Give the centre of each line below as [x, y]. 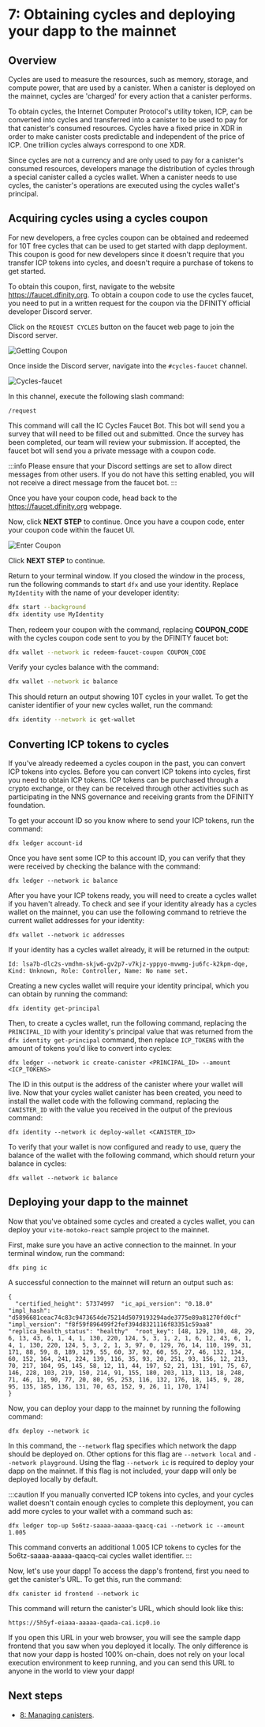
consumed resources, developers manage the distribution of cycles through [131, 168]
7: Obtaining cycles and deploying [122, 15]
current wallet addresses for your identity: [76, 920]
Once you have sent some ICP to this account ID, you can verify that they [127, 858]
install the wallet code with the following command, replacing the [114, 1101]
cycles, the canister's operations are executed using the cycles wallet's [124, 185]
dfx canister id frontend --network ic [74, 1594]
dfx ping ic [28, 1268]
